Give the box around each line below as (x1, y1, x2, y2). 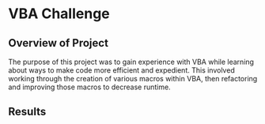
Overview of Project (8, 36, 109, 50)
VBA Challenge (8, 5, 111, 23)
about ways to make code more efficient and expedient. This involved (8, 66, 235, 75)
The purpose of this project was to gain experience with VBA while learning (8, 57, 255, 66)
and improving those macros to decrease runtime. (8, 82, 172, 92)
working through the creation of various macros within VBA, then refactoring (8, 74, 258, 83)
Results (8, 105, 47, 118)
